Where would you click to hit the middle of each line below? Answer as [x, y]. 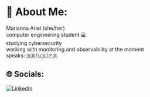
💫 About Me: [37, 12]
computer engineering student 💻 [46, 34]
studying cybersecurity [34, 43]
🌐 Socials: [25, 75]
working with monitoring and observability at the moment [75, 49]
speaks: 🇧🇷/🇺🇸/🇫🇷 [32, 56]
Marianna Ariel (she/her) [36, 28]
